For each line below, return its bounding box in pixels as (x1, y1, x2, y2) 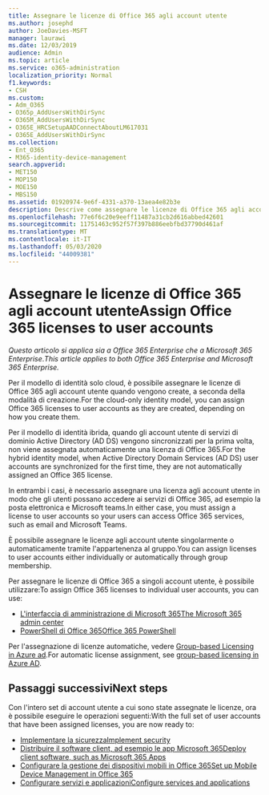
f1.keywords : (8, 79, 52, 87)
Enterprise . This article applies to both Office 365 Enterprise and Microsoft (8, 353, 254, 363)
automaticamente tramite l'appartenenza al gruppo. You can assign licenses (8, 543, 257, 553)
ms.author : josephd (8, 19, 74, 27)
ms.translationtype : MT (8, 228, 88, 236)
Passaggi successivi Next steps (8, 681, 168, 695)
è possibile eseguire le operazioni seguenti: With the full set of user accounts (8, 711, 261, 721)
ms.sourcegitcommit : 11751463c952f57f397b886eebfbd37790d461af (8, 220, 224, 228)
